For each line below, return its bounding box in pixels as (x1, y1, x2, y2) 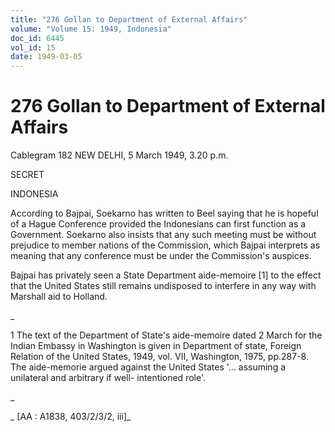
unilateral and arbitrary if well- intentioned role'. (10, 372, 206, 384)
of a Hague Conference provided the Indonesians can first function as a (10, 218, 307, 230)
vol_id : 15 (10, 42, 56, 53)
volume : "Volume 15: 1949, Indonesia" (10, 24, 172, 34)
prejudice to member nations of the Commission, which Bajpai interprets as (10, 239, 321, 251)
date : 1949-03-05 (10, 52, 83, 62)
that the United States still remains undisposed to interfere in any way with (10, 280, 317, 292)
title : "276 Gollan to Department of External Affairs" (10, 14, 248, 25)
